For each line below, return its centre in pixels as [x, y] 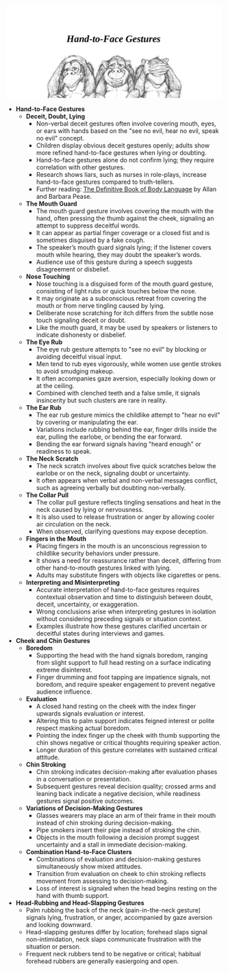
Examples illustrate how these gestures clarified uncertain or [122, 626]
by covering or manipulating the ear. [87, 422]
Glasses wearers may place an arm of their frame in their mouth [126, 815]
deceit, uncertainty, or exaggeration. [87, 604]
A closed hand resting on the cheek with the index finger [116, 706]
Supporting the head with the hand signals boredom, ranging [122, 655]
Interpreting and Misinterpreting [73, 582]
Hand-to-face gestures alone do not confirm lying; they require [125, 160]
